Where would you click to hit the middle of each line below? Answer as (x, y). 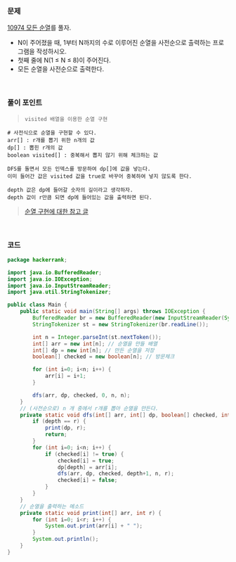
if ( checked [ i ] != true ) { (84, 454)
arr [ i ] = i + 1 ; (65, 376)
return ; (56, 435)
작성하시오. (51, 51)
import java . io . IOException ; (50, 279)
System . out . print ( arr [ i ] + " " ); (93, 526)
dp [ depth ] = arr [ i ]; (87, 467)
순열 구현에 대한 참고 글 (57, 211)
